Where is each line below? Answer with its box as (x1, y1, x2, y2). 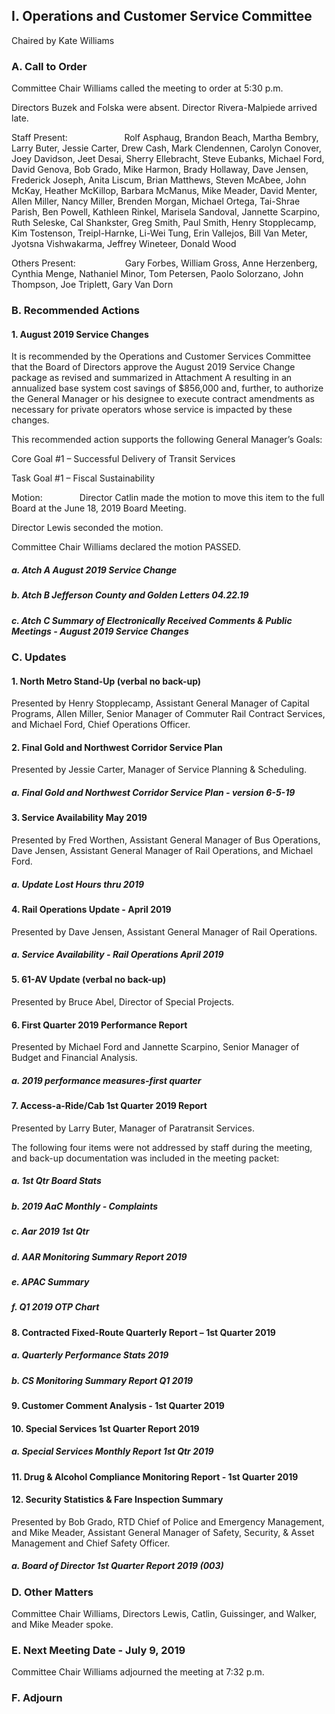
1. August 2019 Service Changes (11, 328, 149, 340)
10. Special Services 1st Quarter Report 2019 (11, 1422, 200, 1434)
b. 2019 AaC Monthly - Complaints (11, 1200, 159, 1212)
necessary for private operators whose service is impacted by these (11, 404, 293, 416)
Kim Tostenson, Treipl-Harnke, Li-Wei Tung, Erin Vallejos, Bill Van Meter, (11, 227, 308, 239)
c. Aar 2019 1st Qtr (11, 1225, 90, 1238)
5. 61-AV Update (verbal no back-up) (11, 974, 167, 986)
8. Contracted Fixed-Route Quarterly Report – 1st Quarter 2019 (11, 1326, 276, 1338)
